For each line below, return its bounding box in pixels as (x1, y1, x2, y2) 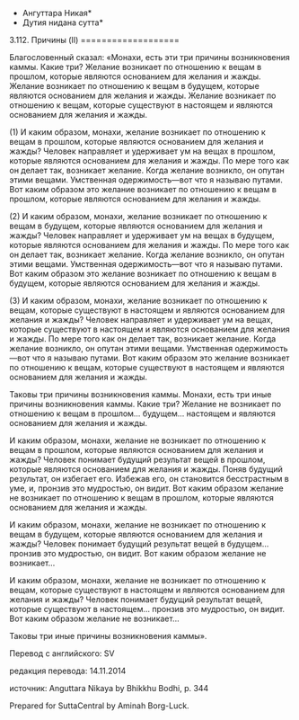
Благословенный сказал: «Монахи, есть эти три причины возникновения (9, 52, 290, 62)
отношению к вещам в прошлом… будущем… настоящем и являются (9, 408, 277, 419)
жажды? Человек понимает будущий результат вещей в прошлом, (9, 454, 266, 465)
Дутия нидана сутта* (22, 17, 103, 28)
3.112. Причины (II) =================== (9, 35, 180, 45)
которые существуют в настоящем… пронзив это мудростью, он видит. (9, 604, 286, 614)
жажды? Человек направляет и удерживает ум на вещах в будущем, (9, 230, 275, 241)
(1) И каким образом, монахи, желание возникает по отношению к (9, 127, 267, 138)
